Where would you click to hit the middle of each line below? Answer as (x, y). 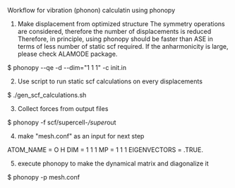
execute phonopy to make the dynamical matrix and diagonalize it (113, 163)
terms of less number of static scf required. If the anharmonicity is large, (123, 46)
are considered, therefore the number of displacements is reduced (114, 31)
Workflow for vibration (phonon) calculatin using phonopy (91, 10)
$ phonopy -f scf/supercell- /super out (62, 122)
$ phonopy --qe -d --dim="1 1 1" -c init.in (67, 67)
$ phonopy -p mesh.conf (43, 177)
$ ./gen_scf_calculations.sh (47, 95)
